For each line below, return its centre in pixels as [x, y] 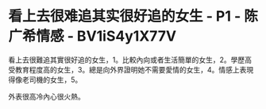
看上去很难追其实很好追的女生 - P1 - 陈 [133, 16]
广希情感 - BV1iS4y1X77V [93, 36]
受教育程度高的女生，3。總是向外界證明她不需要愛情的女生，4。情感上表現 [131, 69]
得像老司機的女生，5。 [45, 80]
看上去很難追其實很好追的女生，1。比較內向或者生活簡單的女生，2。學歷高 [130, 60]
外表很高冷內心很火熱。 [46, 96]
